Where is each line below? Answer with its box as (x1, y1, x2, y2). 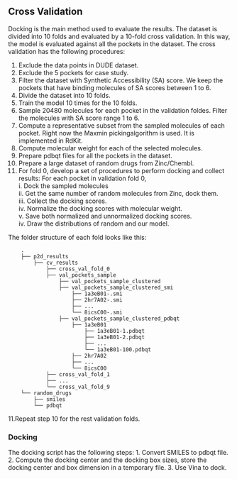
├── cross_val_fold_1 (45, 370, 111, 378)
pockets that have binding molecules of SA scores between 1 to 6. (18, 83, 211, 92)
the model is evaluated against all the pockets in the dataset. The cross (8, 39, 216, 48)
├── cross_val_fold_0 (45, 265, 111, 272)
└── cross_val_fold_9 (45, 383, 111, 390)
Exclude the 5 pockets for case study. (18, 68, 129, 77)
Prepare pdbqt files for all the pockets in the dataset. (18, 151, 172, 160)
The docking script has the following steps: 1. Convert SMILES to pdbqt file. (8, 448, 229, 457)
